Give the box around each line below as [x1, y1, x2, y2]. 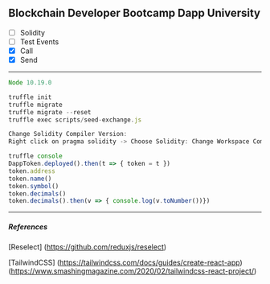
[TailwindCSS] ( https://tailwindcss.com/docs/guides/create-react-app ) [8, 257, 243, 268]
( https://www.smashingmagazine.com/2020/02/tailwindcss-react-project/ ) [8, 266, 257, 276]
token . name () [8, 175, 52, 183]
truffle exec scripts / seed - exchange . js [8, 116, 142, 124]
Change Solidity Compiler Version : [8, 130, 128, 138]
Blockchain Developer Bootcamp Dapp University [8, 6, 261, 20]
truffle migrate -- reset [8, 108, 92, 116]
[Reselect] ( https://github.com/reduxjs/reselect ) [8, 242, 167, 252]
